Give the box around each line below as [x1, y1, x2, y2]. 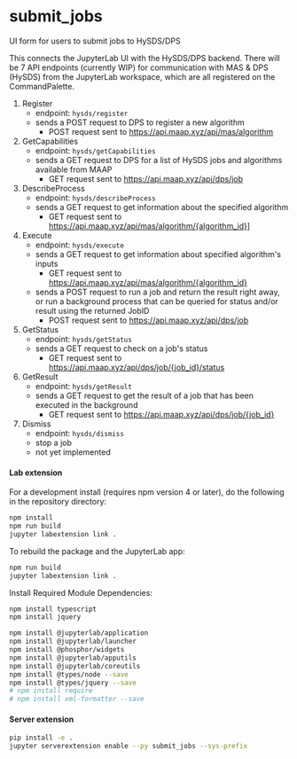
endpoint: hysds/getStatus [35, 333, 133, 344]
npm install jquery [9, 613, 82, 622]
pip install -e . [9, 733, 74, 742]
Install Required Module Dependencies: [9, 587, 153, 598]
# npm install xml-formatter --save [9, 694, 145, 704]
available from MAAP [35, 164, 113, 175]
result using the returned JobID [35, 305, 150, 316]
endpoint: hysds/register [35, 107, 129, 118]
